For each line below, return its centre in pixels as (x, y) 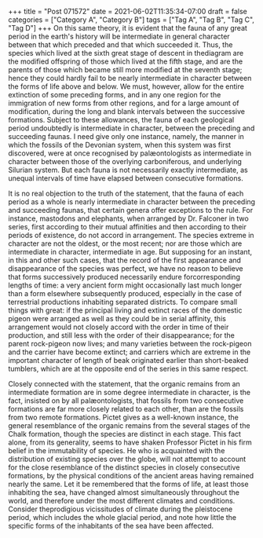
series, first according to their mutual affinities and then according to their (128, 227)
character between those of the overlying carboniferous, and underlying (125, 161)
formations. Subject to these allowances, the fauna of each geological (121, 120)
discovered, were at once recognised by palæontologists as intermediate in (130, 153)
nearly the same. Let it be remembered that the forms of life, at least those (128, 484)
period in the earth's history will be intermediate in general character (119, 36)
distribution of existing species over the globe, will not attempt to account (127, 459)
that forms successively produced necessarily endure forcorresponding (124, 277)
